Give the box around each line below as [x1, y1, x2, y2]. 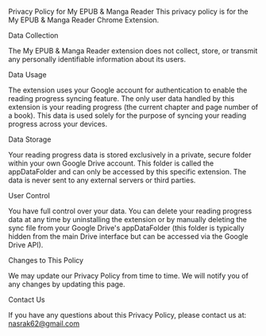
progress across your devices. [8, 119, 108, 128]
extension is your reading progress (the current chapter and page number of [8, 103, 259, 111]
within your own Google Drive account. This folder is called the [8, 158, 214, 168]
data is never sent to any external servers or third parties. [8, 175, 196, 185]
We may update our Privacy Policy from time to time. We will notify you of [8, 271, 249, 280]
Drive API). [8, 240, 44, 249]
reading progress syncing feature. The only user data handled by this [8, 94, 235, 103]
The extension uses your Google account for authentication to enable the [8, 85, 248, 95]
